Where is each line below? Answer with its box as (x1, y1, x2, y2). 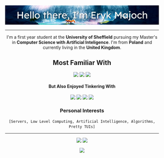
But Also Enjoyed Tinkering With (48, 84, 116, 90)
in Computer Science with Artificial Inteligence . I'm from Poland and (12, 40, 152, 45)
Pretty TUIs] (69, 124, 95, 130)
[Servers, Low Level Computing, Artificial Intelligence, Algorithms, (9, 119, 155, 124)
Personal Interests (60, 107, 104, 114)
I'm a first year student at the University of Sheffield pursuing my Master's (6, 34, 158, 40)
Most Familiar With (53, 59, 111, 67)
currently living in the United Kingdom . (42, 45, 122, 50)
